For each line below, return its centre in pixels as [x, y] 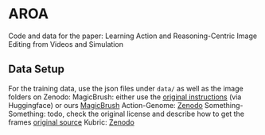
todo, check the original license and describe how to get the [146, 114]
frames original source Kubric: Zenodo [72, 122]
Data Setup [37, 69]
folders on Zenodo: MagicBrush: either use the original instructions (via [125, 97]
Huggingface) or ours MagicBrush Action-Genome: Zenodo [105, 105]
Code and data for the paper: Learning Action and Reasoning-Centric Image [132, 36]
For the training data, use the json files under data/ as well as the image [126, 88]
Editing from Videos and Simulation [66, 44]
